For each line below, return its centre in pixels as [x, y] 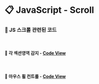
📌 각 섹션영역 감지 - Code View [35, 53]
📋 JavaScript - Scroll [49, 10]
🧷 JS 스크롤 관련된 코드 [31, 30]
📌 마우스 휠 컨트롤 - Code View [35, 77]
